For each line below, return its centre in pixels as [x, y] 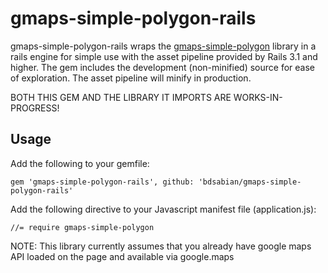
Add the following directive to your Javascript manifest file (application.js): [163, 209]
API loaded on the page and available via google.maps [122, 256]
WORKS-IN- [258, 97]
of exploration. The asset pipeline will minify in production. [131, 78]
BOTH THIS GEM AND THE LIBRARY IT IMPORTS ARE [121, 97]
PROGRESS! [35, 108]
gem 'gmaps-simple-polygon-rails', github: [102, 182]
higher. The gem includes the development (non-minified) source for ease [162, 67]
